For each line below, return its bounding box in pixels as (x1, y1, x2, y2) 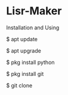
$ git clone (6, 82, 33, 89)
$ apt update (6, 35, 38, 42)
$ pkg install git (6, 70, 44, 77)
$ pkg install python (6, 59, 55, 66)
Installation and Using (6, 24, 60, 31)
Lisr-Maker (6, 4, 62, 18)
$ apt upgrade (6, 47, 42, 54)
